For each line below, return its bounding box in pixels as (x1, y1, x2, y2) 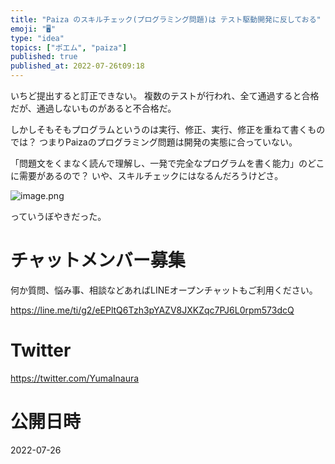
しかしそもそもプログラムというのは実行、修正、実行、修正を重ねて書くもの (10, 124, 326, 135)
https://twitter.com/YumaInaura (10, 372, 140, 384)
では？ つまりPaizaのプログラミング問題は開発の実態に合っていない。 (10, 136, 298, 148)
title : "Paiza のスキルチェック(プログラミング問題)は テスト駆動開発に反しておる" (10, 14, 322, 25)
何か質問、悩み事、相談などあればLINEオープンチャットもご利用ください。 (10, 284, 318, 296)
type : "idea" (10, 33, 65, 43)
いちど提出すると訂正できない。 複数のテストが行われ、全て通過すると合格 (10, 90, 320, 101)
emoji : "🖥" (10, 24, 57, 34)
